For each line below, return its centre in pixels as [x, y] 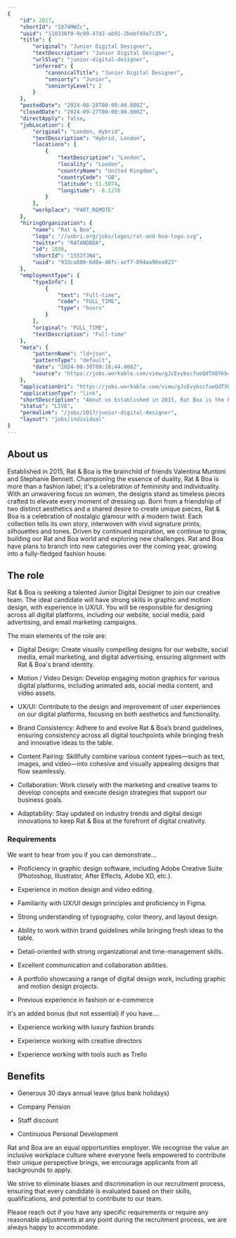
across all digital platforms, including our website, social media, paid [106, 615]
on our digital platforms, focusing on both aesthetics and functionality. [119, 714]
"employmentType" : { [50, 275]
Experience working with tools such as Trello [82, 1054]
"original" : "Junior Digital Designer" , [92, 46]
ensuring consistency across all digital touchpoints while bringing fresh [120, 735]
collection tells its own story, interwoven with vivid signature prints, [104, 523]
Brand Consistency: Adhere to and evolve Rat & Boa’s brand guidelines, [120, 728]
